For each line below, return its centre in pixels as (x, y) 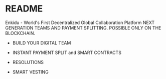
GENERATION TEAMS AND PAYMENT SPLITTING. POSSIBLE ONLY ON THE (83, 27)
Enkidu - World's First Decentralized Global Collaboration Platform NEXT (80, 22)
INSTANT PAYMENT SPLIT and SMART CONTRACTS (67, 52)
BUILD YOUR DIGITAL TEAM (42, 42)
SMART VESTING (30, 72)
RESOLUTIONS (28, 62)
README (24, 9)
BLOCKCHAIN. (20, 33)
